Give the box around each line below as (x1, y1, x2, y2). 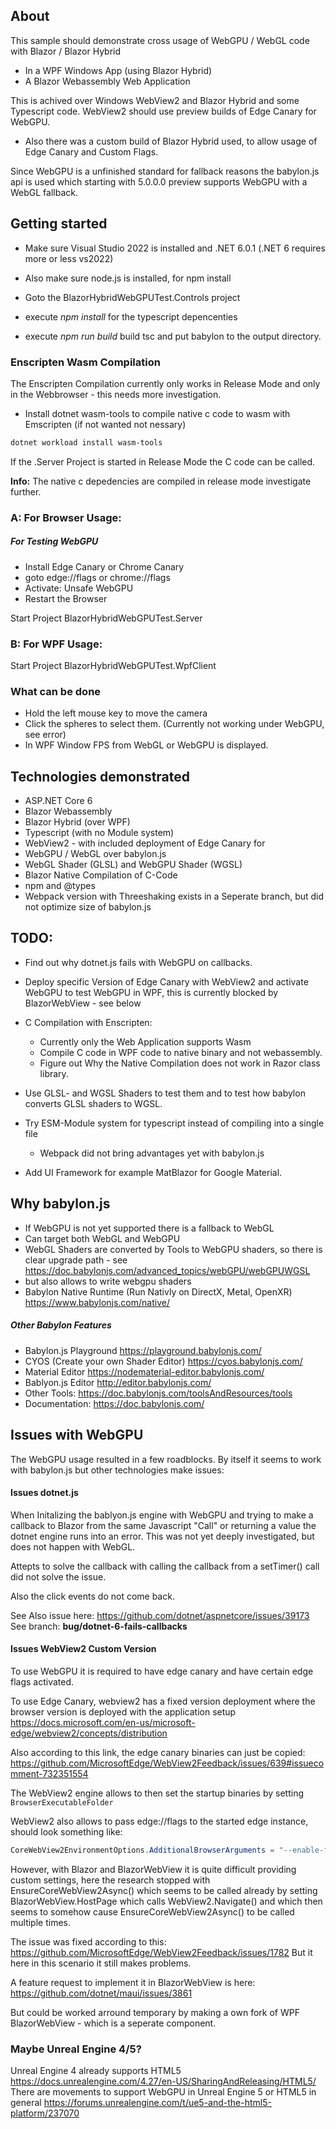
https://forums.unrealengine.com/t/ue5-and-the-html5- (43, 2097, 272, 2109)
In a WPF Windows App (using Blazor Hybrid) (24, 64, 213, 76)
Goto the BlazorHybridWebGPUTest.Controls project (24, 291, 241, 303)
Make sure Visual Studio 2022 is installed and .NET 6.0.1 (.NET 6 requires (24, 242, 326, 254)
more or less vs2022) (24, 252, 114, 264)
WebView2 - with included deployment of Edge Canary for (24, 837, 266, 849)
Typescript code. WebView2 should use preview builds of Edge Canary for (10, 105, 317, 117)
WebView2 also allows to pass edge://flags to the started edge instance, (10, 1815, 309, 1827)
